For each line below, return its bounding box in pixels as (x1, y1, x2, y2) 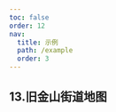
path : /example (17, 46, 73, 55)
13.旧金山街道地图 (9, 90, 108, 105)
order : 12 (9, 21, 46, 30)
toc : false (9, 12, 50, 22)
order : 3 (17, 54, 50, 63)
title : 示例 (17, 37, 59, 47)
